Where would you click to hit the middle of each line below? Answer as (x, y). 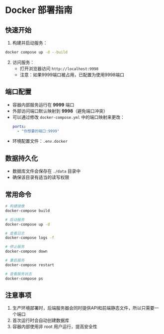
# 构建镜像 (15, 206)
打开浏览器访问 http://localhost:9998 (59, 68)
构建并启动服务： (30, 43)
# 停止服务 (15, 247)
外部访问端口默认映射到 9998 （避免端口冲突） (60, 111)
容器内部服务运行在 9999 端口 (43, 105)
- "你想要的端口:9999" (38, 131)
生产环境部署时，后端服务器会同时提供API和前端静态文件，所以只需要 (83, 308)
